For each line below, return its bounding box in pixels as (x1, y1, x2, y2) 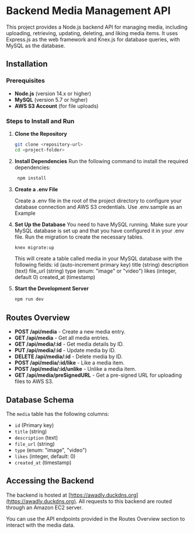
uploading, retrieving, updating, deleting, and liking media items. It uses (6, 29, 178, 36)
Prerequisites (6, 77, 45, 85)
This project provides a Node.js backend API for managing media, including (6, 23, 188, 30)
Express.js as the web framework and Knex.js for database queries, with (6, 36, 180, 43)
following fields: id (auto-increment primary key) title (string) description (14, 262, 189, 269)
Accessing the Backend (6, 476, 95, 486)
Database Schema (6, 395, 74, 405)
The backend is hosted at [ (6, 491, 71, 498)
